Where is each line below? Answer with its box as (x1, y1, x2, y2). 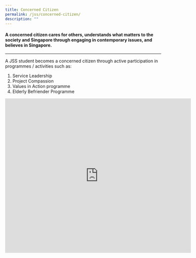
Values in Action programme (12, 83, 71, 89)
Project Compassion (12, 78, 54, 84)
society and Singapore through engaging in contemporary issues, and (5, 37, 152, 43)
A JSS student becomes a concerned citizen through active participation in (5, 58, 158, 64)
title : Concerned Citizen (5, 7, 58, 12)
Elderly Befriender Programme (12, 88, 75, 94)
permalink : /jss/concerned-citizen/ (5, 12, 81, 17)
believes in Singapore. (5, 42, 52, 48)
